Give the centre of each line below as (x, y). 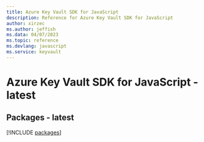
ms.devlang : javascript (37, 47)
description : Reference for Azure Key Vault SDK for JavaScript (90, 18)
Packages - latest (40, 118)
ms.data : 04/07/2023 (33, 35)
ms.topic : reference (33, 40)
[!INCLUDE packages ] (34, 132)
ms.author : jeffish (31, 29)
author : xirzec (26, 23)
